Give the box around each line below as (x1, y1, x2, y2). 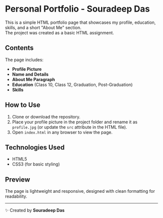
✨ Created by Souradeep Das (5, 207, 65, 213)
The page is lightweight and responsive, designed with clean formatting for (5, 188, 155, 194)
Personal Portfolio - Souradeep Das (5, 3, 150, 15)
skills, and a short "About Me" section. (5, 24, 81, 30)
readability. (5, 193, 28, 200)
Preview (5, 175, 31, 184)
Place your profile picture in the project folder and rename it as (12, 119, 138, 125)
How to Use (5, 101, 41, 109)
